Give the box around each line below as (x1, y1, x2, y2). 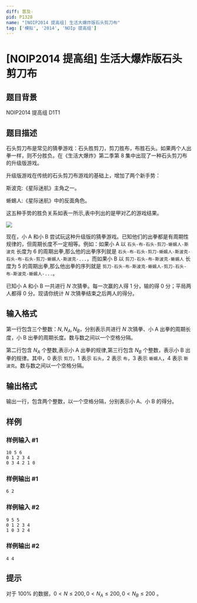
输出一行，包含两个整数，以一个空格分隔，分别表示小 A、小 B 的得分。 (6, 398, 178, 405)
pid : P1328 (6, 14, 33, 20)
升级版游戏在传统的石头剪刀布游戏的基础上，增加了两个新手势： (6, 172, 161, 179)
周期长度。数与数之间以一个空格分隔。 (43, 334, 136, 341)
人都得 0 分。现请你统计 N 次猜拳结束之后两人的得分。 (6, 290, 138, 297)
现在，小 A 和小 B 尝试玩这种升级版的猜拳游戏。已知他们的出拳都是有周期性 (6, 233, 189, 240)
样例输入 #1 (6, 436, 38, 444)
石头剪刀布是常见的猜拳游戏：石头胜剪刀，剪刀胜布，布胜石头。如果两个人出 (6, 145, 192, 152)
